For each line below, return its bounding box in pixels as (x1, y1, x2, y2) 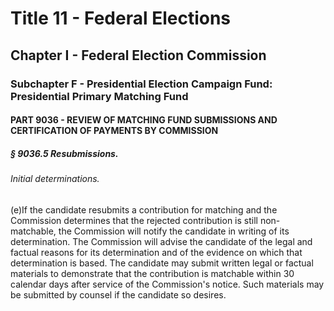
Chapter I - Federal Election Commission (10, 47, 267, 64)
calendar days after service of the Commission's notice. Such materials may (10, 278, 325, 290)
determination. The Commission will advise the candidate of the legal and (10, 235, 313, 247)
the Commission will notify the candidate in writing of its (58, 225, 290, 237)
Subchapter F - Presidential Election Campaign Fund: (10, 77, 273, 91)
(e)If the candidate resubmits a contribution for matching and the (10, 203, 278, 216)
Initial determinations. (10, 173, 100, 185)
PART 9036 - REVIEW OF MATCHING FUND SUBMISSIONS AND (10, 114, 278, 126)
